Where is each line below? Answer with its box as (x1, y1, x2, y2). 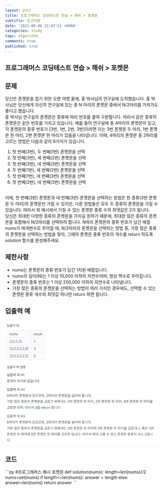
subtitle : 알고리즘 (5, 18, 40, 23)
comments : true (5, 39, 36, 44)
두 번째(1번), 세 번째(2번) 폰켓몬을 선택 (12, 167, 85, 173)
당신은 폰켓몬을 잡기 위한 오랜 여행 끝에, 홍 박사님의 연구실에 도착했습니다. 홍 (5, 96, 150, 101)
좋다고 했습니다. (5, 108, 36, 114)
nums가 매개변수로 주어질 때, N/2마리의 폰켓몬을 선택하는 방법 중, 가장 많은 (5, 225, 148, 231)
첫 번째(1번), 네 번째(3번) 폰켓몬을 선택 (12, 173, 85, 179)
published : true (5, 44, 38, 49)
